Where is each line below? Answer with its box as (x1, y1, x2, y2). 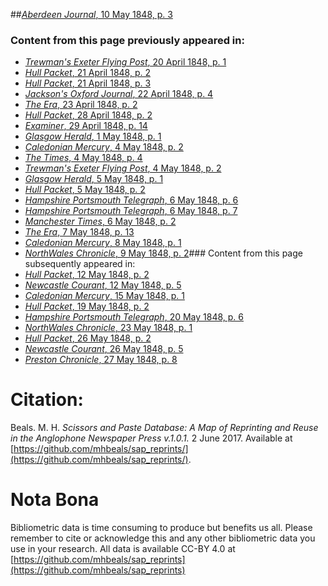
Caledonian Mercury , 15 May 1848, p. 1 (24, 290, 185, 302)
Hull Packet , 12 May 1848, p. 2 (24, 269, 150, 281)
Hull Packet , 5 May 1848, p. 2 (24, 184, 146, 196)
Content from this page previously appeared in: (10, 33, 245, 47)
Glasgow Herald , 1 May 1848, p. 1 (24, 130, 162, 143)
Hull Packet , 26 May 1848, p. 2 (24, 332, 152, 344)
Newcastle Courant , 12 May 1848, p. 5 (24, 279, 182, 291)
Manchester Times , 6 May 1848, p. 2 (24, 215, 177, 228)
